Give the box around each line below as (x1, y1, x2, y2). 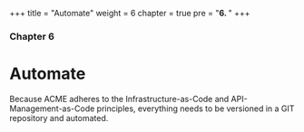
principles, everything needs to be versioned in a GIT (96, 103, 295, 114)
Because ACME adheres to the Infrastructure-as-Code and (9, 93, 230, 104)
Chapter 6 (9, 30, 54, 42)
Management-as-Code (9, 103, 95, 114)
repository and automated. (9, 112, 109, 123)
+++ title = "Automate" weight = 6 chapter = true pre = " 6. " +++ (9, 8, 250, 18)
